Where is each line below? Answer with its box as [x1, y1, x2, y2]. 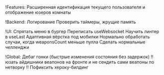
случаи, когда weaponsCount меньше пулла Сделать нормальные [5, 39, 146, 45]
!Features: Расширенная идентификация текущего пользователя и [5, 4, 146, 10]
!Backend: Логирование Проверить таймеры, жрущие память [5, 19, 136, 25]
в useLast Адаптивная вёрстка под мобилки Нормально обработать [5, 34, 150, 39]
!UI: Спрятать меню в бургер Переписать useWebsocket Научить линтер [5, 29, 160, 34]
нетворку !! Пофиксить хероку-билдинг [5, 64, 88, 70]
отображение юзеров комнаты [5, 9, 71, 15]
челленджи [5, 44, 29, 50]
